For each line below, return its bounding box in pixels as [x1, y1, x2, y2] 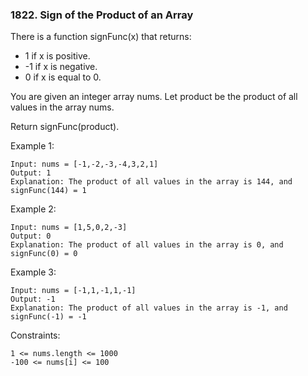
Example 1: [10, 140, 55, 152]
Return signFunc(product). [10, 121, 120, 133]
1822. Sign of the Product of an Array [10, 8, 194, 22]
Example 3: [10, 266, 57, 278]
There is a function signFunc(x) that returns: [10, 31, 192, 43]
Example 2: [10, 203, 57, 215]
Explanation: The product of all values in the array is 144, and [10, 177, 293, 187]
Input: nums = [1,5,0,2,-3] [10, 223, 128, 233]
